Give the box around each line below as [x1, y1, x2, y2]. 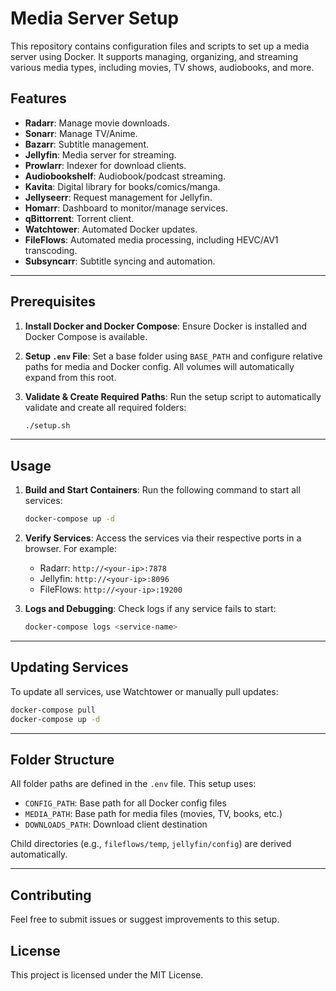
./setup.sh [24, 420, 71, 431]
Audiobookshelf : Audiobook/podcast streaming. [24, 170, 227, 182]
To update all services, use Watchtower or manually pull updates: [10, 685, 279, 697]
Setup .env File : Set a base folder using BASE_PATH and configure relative [24, 350, 323, 362]
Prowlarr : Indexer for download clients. [24, 159, 187, 171]
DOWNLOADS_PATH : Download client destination [24, 818, 208, 831]
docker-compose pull [10, 705, 97, 715]
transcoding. [24, 244, 78, 256]
